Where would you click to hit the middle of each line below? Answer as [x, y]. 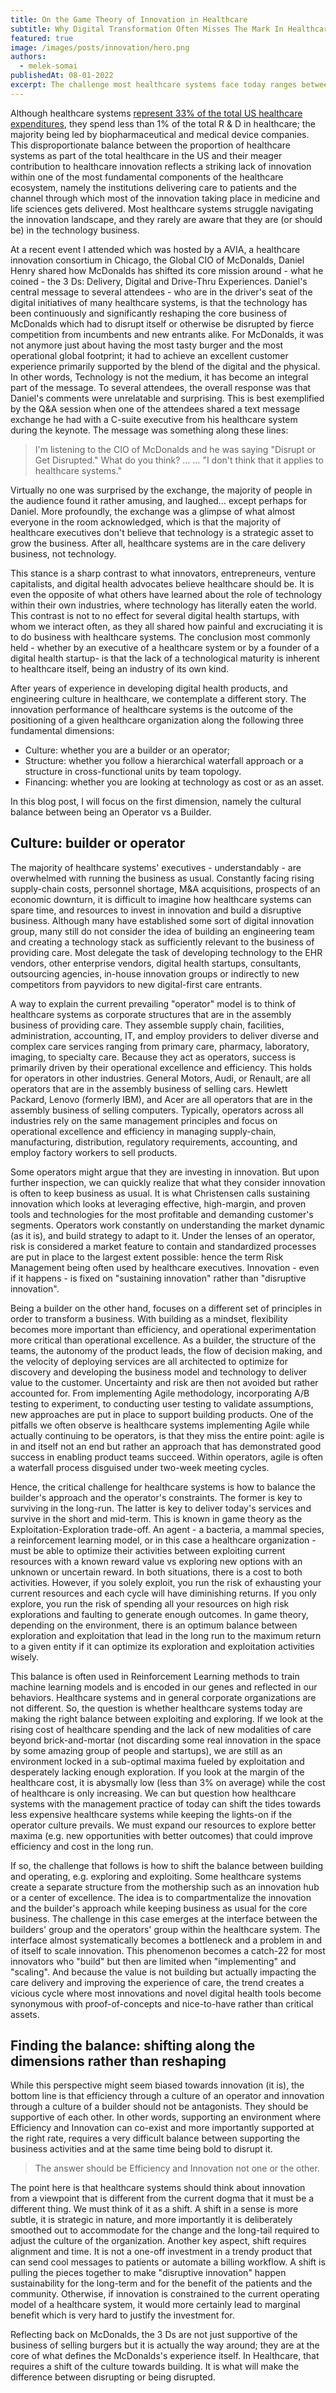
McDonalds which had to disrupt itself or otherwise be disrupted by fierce [162, 323]
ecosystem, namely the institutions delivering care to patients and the [153, 187]
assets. [25, 2014]
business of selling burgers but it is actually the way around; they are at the [165, 2345]
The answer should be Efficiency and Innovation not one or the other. [177, 2168]
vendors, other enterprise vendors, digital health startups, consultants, [156, 963]
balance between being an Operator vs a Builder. [111, 812]
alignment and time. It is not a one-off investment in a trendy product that [161, 2252]
